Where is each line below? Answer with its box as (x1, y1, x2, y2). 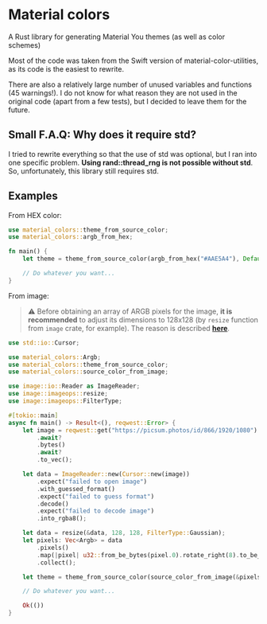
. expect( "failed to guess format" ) (37, 492, 155, 501)
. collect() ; (37, 559, 77, 567)
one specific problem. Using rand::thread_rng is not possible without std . (8, 158, 253, 167)
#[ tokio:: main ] (8, 411, 59, 419)
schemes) (8, 40, 41, 49)
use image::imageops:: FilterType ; (8, 397, 123, 405)
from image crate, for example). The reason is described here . (27, 323, 230, 333)
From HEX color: (8, 210, 62, 220)
